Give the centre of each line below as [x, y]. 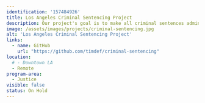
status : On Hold [27, 91]
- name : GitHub [31, 46]
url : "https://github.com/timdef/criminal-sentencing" [88, 51]
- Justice [24, 79]
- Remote [23, 68]
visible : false [26, 85]
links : [15, 40]
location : [19, 57]
